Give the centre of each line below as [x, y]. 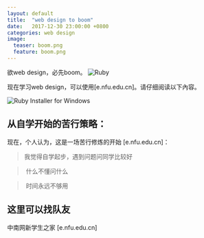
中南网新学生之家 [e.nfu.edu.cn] [52, 227]
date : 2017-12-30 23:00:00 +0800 [58, 26]
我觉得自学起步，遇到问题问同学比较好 [78, 156]
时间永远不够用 [47, 186]
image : [16, 39]
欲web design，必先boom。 [47, 72]
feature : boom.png [40, 52]
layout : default [30, 13]
